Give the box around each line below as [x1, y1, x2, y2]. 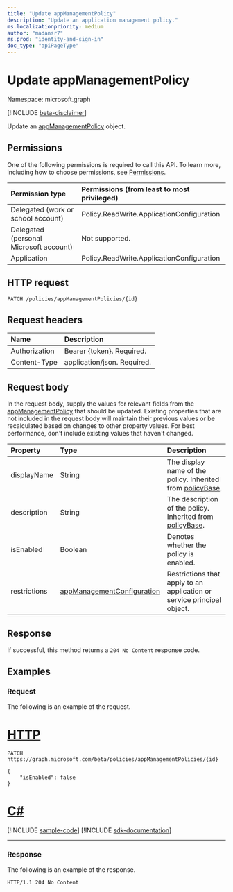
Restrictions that [166, 569, 221, 579]
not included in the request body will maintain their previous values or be [7, 414, 215, 423]
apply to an [166, 578, 203, 587]
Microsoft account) [10, 242, 74, 252]
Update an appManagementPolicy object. [7, 122, 126, 130]
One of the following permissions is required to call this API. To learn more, [7, 160, 221, 169]
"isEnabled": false [19, 774, 76, 781]
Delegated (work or [10, 205, 74, 214]
